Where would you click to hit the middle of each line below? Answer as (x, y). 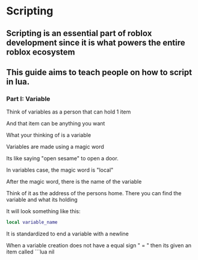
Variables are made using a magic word (55, 147)
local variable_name (32, 222)
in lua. (18, 81)
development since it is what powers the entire (96, 42)
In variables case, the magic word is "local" (60, 170)
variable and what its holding (42, 200)
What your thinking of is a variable (49, 135)
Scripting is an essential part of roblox (79, 33)
